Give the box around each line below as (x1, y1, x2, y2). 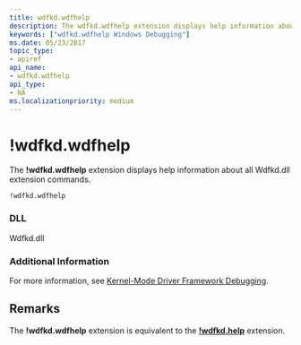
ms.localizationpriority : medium (9, 96, 134, 106)
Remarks (9, 301, 61, 316)
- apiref (9, 55, 42, 64)
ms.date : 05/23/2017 (9, 38, 87, 47)
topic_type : (9, 47, 54, 56)
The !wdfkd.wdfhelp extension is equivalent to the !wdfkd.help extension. (9, 324, 286, 336)
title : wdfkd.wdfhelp (9, 13, 90, 22)
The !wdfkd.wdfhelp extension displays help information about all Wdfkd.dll (9, 165, 291, 176)
